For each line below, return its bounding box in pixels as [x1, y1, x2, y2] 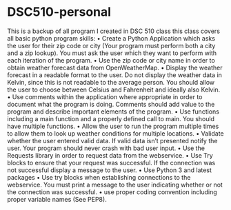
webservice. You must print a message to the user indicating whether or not [7, 180, 223, 189]
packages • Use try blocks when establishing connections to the [7, 173, 191, 181]
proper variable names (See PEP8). [7, 195, 107, 203]
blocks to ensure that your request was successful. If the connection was [7, 158, 216, 167]
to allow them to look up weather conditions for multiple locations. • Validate [7, 129, 224, 138]
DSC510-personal [7, 4, 112, 20]
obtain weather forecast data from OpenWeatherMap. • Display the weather [7, 63, 223, 72]
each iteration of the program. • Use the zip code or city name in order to [7, 56, 215, 64]
